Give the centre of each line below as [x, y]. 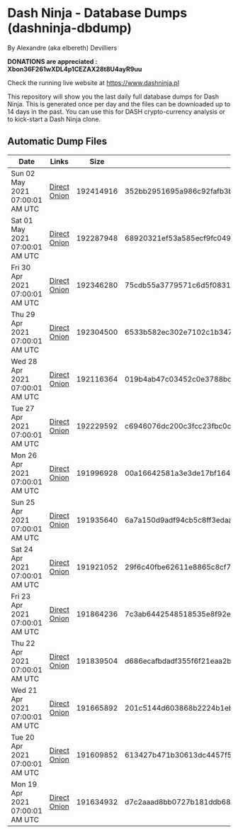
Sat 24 [22, 549]
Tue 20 [23, 737]
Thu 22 [23, 643]
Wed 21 [24, 690]
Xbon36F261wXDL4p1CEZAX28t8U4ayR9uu [75, 69]
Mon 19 [24, 784]
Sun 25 [23, 502]
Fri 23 [21, 596]
